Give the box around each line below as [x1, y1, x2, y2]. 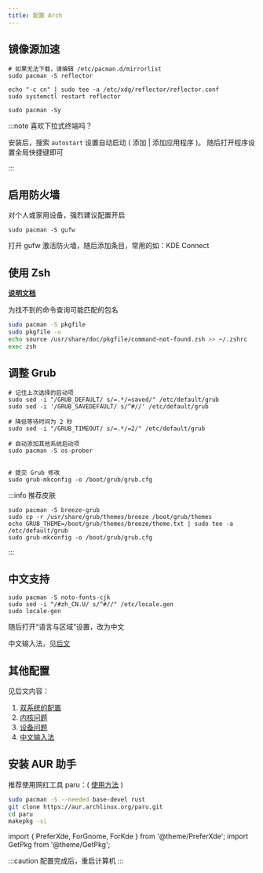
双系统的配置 [19, 703, 61, 712]
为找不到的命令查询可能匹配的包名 [8, 305, 119, 315]
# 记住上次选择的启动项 [8, 389, 75, 397]
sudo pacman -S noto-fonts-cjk [8, 594, 111, 601]
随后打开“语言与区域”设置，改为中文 [8, 622, 125, 632]
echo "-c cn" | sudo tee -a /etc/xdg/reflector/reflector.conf [8, 86, 220, 94]
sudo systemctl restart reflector [8, 93, 122, 100]
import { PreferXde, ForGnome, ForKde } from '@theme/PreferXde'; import [8, 831, 249, 841]
